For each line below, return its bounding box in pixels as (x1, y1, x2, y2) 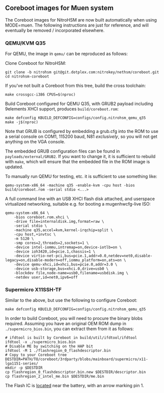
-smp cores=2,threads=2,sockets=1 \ (14, 240, 89, 246)
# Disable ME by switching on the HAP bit (5, 344, 93, 349)
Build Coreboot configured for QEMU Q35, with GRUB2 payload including (5, 101, 153, 107)
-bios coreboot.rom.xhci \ (14, 215, 69, 220)
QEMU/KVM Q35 (5, 39, 46, 46)
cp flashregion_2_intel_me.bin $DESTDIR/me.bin (5, 374, 105, 379)
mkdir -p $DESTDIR (5, 366, 43, 370)
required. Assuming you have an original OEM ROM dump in (5, 321, 127, 327)
